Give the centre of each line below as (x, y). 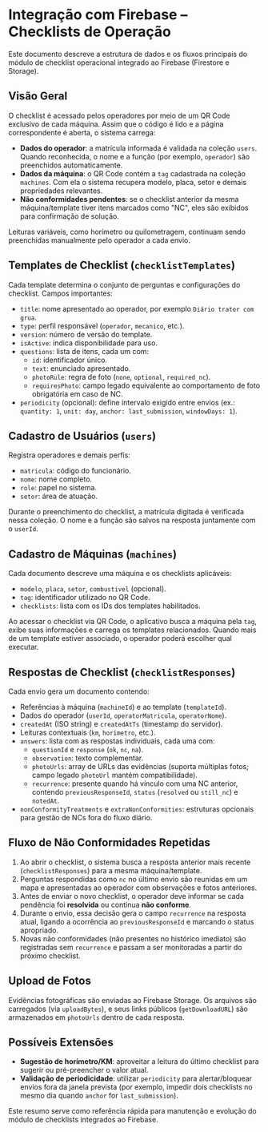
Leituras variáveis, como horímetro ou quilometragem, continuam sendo (127, 232)
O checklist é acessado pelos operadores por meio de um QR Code (119, 115)
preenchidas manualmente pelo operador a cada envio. (99, 240)
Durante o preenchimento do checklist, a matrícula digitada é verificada (126, 512)
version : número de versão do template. (86, 334)
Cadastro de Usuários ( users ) (82, 435)
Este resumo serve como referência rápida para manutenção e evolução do (133, 1111)
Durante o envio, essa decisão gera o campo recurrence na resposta (133, 913)
